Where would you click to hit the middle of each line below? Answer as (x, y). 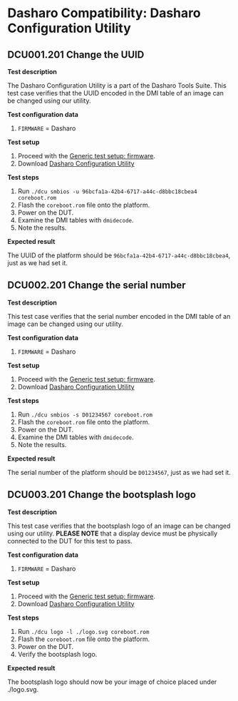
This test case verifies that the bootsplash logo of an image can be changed (119, 526)
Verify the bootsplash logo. (57, 654)
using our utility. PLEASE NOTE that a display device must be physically (113, 533)
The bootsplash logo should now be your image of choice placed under (112, 682)
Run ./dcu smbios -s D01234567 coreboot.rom (85, 414)
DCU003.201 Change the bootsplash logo (102, 495)
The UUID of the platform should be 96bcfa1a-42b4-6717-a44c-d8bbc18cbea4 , (119, 255)
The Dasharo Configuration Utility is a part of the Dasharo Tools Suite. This (117, 86)
